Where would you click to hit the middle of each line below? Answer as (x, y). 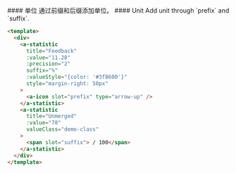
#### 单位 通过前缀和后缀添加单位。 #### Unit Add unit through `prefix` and (118, 11)
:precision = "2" (48, 64)
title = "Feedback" (51, 51)
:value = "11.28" (48, 58)
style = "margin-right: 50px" (67, 84)
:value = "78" (43, 123)
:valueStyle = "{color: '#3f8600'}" (77, 77)
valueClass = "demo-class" (62, 129)
